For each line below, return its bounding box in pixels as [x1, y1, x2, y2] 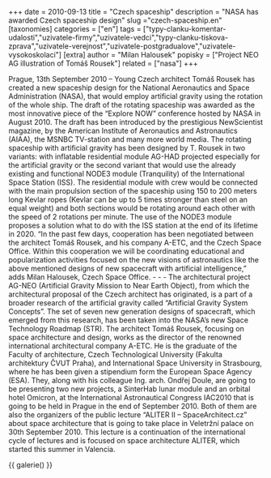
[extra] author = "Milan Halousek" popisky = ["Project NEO [63, 50, 259, 59]
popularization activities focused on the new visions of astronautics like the [8, 255, 260, 264]
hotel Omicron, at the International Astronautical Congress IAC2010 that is [8, 393, 255, 402]
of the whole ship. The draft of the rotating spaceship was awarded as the [8, 100, 256, 109]
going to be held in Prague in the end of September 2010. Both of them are [8, 401, 257, 411]
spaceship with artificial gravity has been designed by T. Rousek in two [8, 143, 246, 152]
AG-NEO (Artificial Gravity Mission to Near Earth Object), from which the [8, 281, 250, 290]
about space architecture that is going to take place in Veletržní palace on [8, 419, 254, 428]
